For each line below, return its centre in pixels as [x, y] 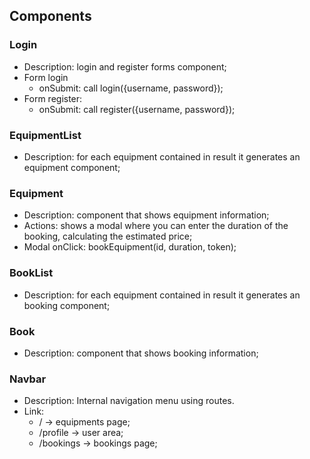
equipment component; [72, 167]
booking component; [67, 305]
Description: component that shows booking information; [141, 353]
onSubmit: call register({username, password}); [137, 109]
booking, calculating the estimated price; [108, 236]
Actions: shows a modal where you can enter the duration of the [156, 226]
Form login [46, 77]
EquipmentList [45, 135]
